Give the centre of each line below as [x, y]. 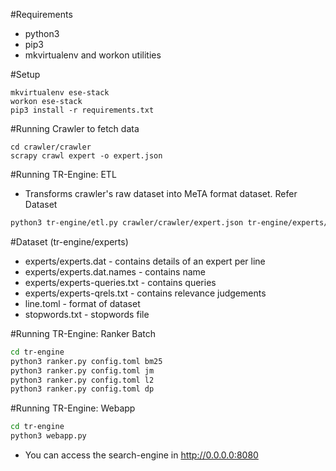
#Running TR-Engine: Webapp [73, 408]
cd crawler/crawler [51, 147]
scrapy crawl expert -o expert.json [86, 156]
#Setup [25, 74]
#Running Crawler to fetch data [75, 128]
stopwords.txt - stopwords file [87, 314]
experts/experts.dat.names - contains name [115, 271]
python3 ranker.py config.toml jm [82, 370]
